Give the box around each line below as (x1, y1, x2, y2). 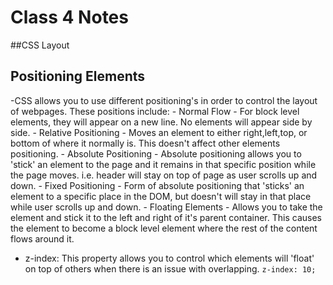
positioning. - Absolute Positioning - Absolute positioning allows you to (10, 147, 302, 160)
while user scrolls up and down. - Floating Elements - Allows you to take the (10, 201, 323, 213)
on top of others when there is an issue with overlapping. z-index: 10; (24, 262, 317, 275)
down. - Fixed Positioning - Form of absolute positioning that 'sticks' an (10, 179, 305, 191)
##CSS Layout (10, 39, 70, 51)
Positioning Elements (10, 68, 146, 85)
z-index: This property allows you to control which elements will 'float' (24, 252, 315, 264)
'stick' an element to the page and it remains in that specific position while (10, 158, 317, 170)
